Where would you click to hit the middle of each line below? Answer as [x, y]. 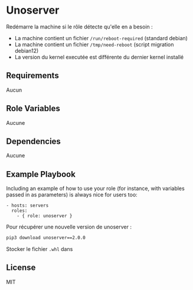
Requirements [32, 75]
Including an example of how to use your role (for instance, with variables [95, 188]
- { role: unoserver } [45, 216]
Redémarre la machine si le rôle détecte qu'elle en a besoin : [80, 27]
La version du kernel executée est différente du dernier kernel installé [99, 57]
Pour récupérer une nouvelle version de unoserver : [69, 227]
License [21, 268]
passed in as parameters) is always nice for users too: [72, 195]
